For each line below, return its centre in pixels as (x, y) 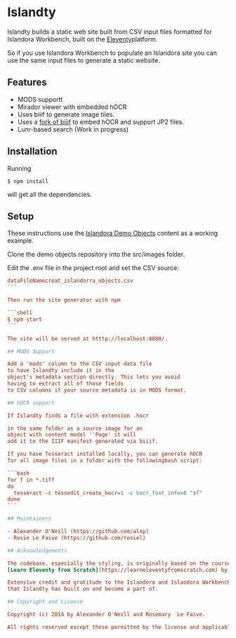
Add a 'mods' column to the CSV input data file (80, 364)
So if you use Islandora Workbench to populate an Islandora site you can (112, 53)
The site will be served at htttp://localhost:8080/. (88, 338)
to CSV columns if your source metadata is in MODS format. (97, 390)
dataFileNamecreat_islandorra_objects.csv (70, 281)
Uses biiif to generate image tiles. (66, 114)
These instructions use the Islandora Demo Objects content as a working (113, 234)
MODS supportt (40, 99)
